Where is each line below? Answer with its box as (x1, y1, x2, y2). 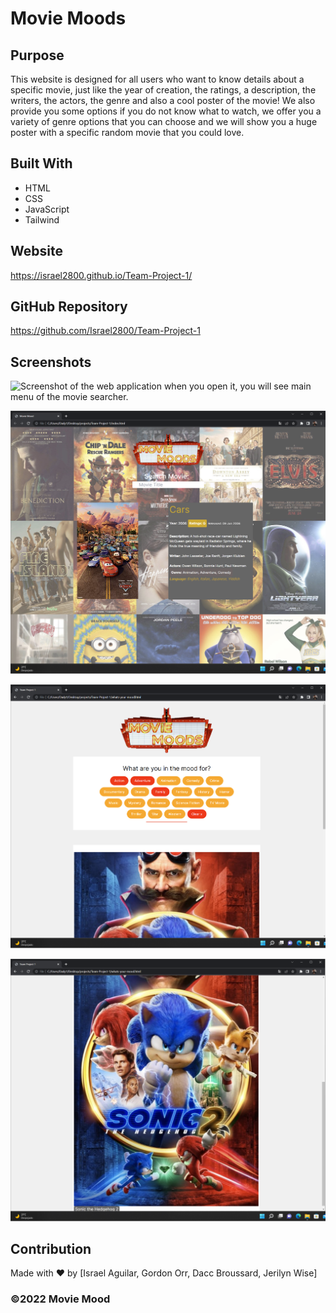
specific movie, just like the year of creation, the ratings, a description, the (10, 84, 317, 96)
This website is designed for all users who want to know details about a (10, 73, 305, 85)
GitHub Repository (10, 298, 128, 316)
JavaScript (24, 203, 70, 215)
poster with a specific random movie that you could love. (10, 127, 245, 138)
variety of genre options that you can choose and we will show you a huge (10, 116, 318, 127)
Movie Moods (10, 7, 127, 30)
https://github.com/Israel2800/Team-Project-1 (10, 325, 201, 337)
